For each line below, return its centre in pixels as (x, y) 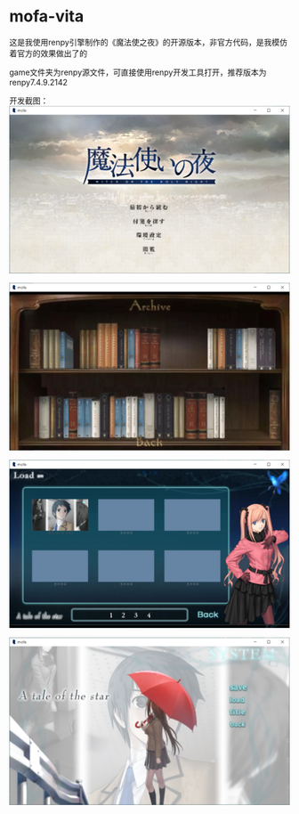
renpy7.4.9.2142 (39, 82)
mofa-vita (47, 16)
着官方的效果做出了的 (48, 53)
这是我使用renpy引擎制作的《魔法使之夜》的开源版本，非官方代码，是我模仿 (148, 42)
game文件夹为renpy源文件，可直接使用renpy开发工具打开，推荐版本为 (138, 72)
